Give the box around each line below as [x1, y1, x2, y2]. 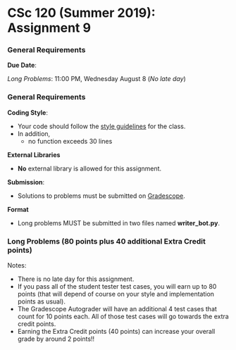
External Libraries [7, 150, 61, 159]
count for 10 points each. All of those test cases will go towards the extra [17, 312, 229, 321]
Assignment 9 [7, 20, 92, 36]
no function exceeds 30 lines [27, 137, 113, 145]
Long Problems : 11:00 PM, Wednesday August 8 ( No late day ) [7, 75, 187, 83]
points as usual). [17, 297, 66, 306]
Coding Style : [7, 108, 48, 117]
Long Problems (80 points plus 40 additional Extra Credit [7, 236, 206, 246]
